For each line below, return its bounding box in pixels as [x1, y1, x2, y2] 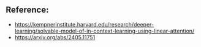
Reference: [6, 5, 49, 15]
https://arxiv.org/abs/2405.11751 [14, 33, 96, 41]
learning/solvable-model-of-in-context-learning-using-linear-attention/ [14, 27, 195, 34]
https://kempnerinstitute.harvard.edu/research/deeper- [14, 20, 154, 28]
